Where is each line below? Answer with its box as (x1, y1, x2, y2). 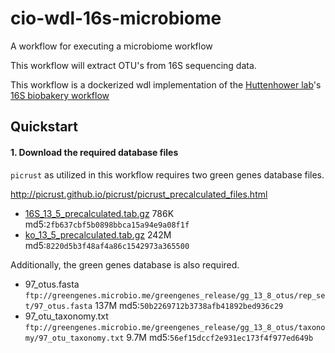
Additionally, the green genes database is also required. (10, 258, 240, 271)
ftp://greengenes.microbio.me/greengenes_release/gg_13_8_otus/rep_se (24, 290, 326, 301)
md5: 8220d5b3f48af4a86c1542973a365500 (24, 239, 190, 251)
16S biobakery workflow (10, 89, 110, 101)
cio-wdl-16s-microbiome (10, 7, 222, 30)
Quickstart (10, 118, 79, 136)
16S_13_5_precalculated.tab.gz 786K (24, 207, 175, 219)
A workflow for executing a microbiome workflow (10, 40, 213, 52)
